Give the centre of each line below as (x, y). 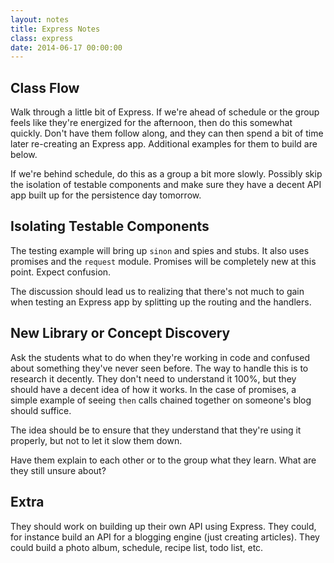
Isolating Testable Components (110, 226)
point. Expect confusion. (61, 272)
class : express (42, 38)
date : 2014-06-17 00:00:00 (66, 47)
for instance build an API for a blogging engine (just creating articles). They (165, 537)
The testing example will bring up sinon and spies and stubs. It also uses (160, 250)
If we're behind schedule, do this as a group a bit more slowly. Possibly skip (166, 174)
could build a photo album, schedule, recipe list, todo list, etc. (137, 547)
